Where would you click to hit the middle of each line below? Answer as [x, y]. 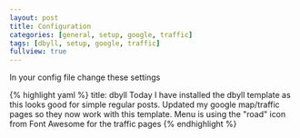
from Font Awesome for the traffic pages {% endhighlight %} [123, 124]
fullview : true [38, 52]
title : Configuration [50, 26]
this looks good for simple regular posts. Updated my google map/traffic [145, 104]
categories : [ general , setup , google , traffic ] [101, 34]
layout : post [34, 18]
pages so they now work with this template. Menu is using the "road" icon [148, 114]
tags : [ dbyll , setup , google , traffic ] [85, 43]
